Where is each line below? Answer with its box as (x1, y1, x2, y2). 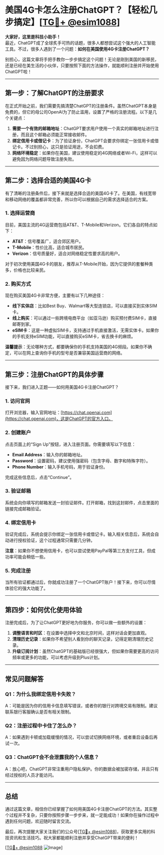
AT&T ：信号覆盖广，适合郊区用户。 (12, 238, 83, 244)
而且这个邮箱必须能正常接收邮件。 (20, 132, 89, 137)
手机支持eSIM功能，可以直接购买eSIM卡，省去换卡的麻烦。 (16, 334, 136, 339)
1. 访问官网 (5, 397, 30, 404)
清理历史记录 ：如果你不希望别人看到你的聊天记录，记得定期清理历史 (12, 636, 149, 642)
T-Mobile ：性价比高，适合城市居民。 (12, 244, 87, 250)
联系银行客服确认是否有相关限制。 (5, 709, 74, 715)
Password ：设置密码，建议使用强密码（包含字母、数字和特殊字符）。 (12, 458, 150, 464)
